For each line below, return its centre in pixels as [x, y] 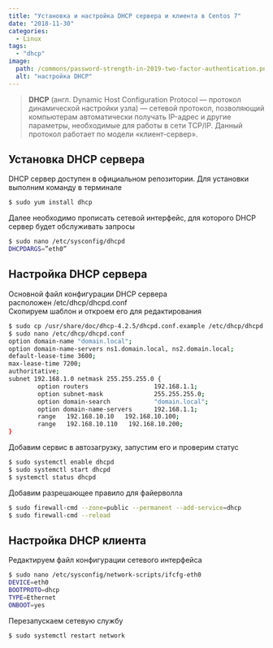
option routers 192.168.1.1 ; [118, 387]
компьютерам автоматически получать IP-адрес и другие [130, 117]
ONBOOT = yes [27, 605]
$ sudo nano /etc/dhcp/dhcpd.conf [67, 334]
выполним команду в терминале [65, 188]
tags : [17, 46]
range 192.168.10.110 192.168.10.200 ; [110, 424]
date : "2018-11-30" [41, 24]
